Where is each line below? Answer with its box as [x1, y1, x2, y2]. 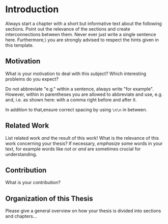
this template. [5, 42, 34, 48]
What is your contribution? [5, 180, 61, 186]
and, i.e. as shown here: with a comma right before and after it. [5, 96, 137, 103]
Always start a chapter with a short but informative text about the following [5, 20, 162, 27]
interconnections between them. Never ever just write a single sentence [5, 31, 156, 37]
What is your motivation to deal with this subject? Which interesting [5, 70, 147, 77]
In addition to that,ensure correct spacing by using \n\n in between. [5, 106, 148, 113]
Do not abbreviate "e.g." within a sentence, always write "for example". [5, 86, 154, 92]
